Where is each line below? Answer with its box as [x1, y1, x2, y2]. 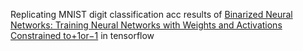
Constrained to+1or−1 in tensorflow [10, 30, 155, 41]
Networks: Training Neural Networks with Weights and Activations [10, 19, 283, 31]
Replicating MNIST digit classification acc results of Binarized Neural [10, 9, 293, 20]
